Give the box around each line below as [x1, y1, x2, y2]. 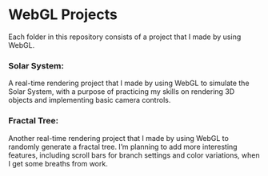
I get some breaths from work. [8, 158, 108, 168]
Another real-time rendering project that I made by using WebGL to [8, 133, 230, 143]
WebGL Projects [8, 6, 118, 24]
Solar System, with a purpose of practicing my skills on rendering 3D [8, 87, 235, 96]
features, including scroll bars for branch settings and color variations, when [8, 150, 260, 160]
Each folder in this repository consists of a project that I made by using [8, 32, 242, 41]
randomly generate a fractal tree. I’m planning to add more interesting [8, 142, 238, 151]
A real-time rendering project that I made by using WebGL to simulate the [8, 78, 250, 88]
